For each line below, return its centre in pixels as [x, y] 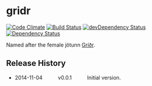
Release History [36, 63]
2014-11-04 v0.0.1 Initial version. [68, 77]
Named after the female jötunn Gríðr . [51, 45]
